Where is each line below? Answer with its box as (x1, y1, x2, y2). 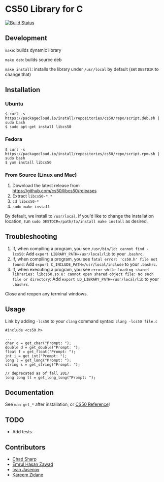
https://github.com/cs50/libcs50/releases (12, 188, 97, 194)
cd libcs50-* (12, 199, 39, 204)
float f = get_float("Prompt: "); (5, 349, 76, 354)
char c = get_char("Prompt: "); (5, 341, 71, 346)
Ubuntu (5, 100, 24, 107)
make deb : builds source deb (5, 57, 62, 63)
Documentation (5, 388, 54, 397)
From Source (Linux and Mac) (5, 171, 77, 178)
